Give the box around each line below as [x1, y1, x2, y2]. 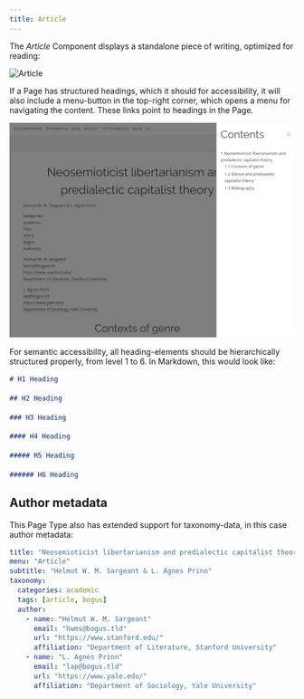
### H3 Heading [9, 413, 67, 422]
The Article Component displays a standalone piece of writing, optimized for [9, 41, 294, 52]
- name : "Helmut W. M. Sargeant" [25, 614, 152, 624]
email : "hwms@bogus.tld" [33, 624, 128, 633]
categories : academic [17, 586, 100, 595]
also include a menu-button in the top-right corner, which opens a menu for [9, 95, 291, 106]
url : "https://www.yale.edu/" [33, 671, 147, 681]
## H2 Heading [9, 394, 63, 403]
